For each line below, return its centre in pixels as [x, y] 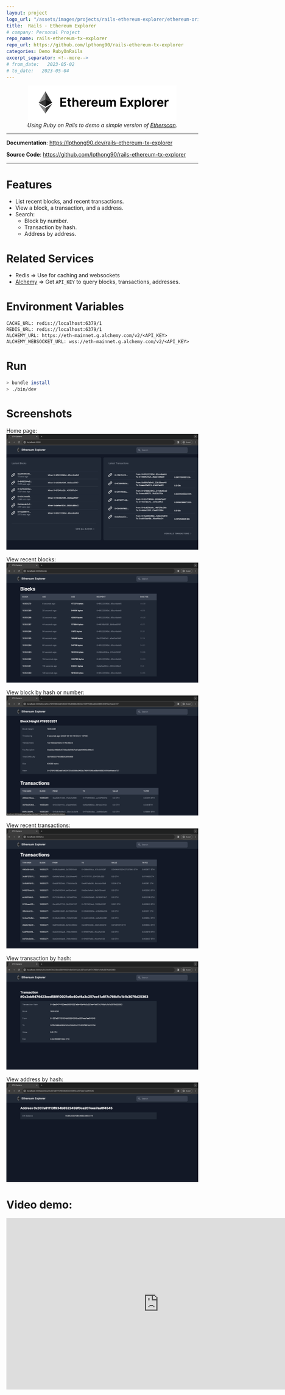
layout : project [27, 13]
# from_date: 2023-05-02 [40, 64]
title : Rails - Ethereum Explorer [51, 26]
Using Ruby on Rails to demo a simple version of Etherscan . [102, 125]
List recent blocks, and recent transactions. [69, 202]
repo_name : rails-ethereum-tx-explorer [57, 39]
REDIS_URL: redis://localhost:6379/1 [54, 330]
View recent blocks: [31, 559]
